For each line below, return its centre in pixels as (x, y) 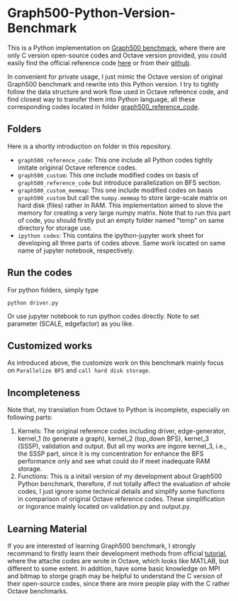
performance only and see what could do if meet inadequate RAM (114, 461)
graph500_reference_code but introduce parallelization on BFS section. (119, 182)
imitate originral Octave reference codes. (77, 167)
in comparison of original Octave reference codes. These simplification (121, 499)
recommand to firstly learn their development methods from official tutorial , (117, 553)
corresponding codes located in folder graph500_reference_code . (104, 106)
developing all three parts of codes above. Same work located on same (121, 243)
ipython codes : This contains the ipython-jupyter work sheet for (110, 235)
